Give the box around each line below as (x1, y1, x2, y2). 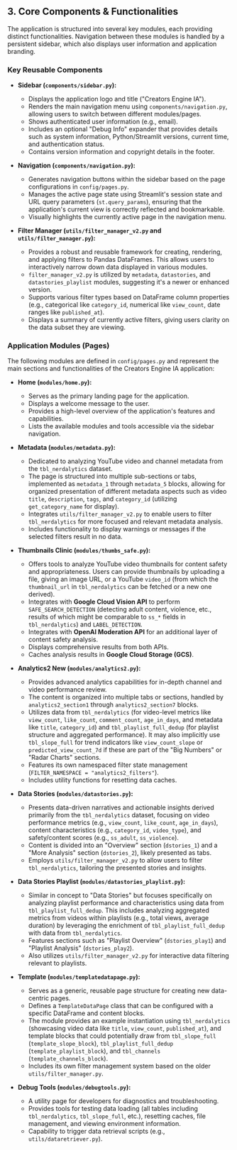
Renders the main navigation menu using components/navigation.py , (28, 102, 228, 111)
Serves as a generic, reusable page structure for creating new (28, 986, 210, 995)
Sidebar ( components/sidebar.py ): (17, 81, 117, 89)
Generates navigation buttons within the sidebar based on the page (28, 175, 226, 184)
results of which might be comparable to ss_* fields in (28, 613, 186, 621)
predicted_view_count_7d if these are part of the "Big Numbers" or (28, 746, 222, 754)
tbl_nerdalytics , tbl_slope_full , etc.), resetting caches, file (28, 1112, 206, 1120)
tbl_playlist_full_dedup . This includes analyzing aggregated (28, 906, 209, 914)
